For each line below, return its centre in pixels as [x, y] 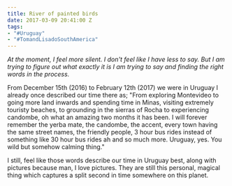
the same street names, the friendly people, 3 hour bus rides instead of [110, 132]
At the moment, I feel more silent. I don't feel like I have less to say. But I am [116, 59]
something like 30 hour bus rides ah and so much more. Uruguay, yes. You [115, 139]
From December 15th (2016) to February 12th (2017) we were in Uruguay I [113, 88]
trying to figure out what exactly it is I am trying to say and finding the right [115, 67]
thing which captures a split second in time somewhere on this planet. [108, 176]
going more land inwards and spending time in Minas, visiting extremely [111, 102]
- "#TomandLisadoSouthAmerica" [53, 40]
